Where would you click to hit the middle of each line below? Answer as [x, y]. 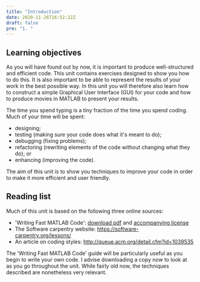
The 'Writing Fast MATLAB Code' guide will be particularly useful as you [94, 253]
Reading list [29, 197]
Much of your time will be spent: [46, 117]
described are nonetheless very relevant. [57, 272]
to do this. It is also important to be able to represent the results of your [93, 80]
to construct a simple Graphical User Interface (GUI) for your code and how [99, 93]
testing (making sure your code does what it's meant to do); [88, 134]
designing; [28, 128]
